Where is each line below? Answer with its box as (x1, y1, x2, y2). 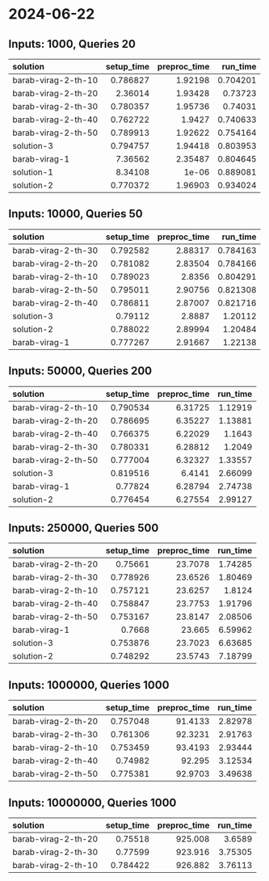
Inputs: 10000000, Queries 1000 (8, 795, 177, 809)
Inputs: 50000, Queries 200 (8, 365, 153, 378)
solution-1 (12, 167, 54, 178)
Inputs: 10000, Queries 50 (8, 207, 143, 221)
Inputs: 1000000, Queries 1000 (8, 678, 170, 692)
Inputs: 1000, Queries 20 (8, 37, 136, 51)
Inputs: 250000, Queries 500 (8, 521, 159, 535)
